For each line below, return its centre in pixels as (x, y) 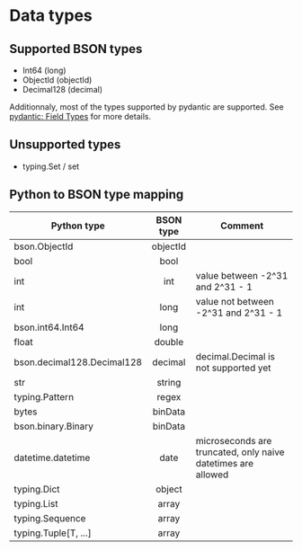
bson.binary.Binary (54, 426)
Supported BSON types (76, 49)
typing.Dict (37, 489)
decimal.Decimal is (235, 356)
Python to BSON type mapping (97, 195)
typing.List (36, 503)
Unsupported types (65, 145)
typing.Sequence (50, 518)
